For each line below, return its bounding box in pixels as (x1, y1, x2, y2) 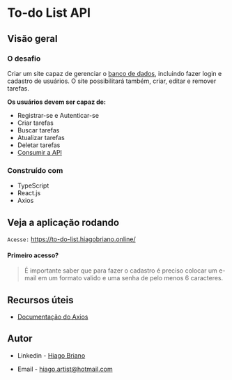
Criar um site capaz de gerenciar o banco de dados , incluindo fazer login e (7, 69, 222, 77)
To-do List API (7, 5, 91, 21)
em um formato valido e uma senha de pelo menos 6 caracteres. (38, 274, 224, 282)
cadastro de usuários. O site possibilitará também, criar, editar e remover (7, 77, 217, 85)
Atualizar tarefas (17, 133, 65, 142)
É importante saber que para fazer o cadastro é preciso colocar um (24, 266, 218, 275)
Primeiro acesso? (7, 251, 59, 259)
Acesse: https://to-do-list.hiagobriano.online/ (7, 235, 136, 243)
